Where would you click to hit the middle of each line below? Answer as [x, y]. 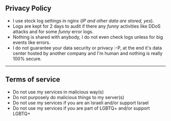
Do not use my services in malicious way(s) [58, 92]
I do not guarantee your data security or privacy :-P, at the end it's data [87, 47]
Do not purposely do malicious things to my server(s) [68, 97]
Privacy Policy [28, 8]
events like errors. [32, 42]
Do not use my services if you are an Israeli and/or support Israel [81, 103]
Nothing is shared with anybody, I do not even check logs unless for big [88, 37]
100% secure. [27, 59]
